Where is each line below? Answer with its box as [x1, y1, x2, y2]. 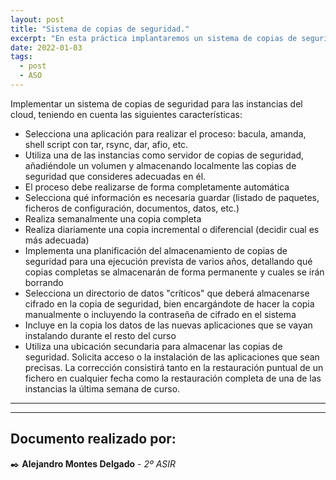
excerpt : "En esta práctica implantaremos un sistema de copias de [10, 33, 298, 43]
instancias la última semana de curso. [24, 382, 181, 395]
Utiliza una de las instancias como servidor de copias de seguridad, [24, 149, 305, 161]
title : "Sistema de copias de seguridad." [10, 24, 190, 34]
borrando [24, 276, 64, 288]
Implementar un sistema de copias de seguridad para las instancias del [10, 97, 303, 110]
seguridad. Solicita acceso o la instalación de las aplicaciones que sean [24, 351, 320, 363]
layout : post [10, 14, 65, 25]
